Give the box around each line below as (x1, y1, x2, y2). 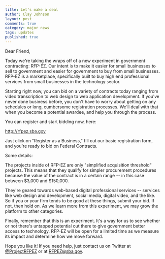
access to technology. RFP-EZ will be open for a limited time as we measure (5, 228, 159, 234)
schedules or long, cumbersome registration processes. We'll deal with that (5, 104, 159, 110)
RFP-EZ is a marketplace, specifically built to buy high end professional (5, 73, 150, 79)
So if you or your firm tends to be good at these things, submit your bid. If (5, 197, 155, 203)
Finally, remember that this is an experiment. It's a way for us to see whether (5, 218, 160, 224)
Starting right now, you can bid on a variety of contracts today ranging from (5, 88, 159, 94)
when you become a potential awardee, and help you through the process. (5, 109, 157, 115)
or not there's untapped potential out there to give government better (5, 223, 145, 229)
